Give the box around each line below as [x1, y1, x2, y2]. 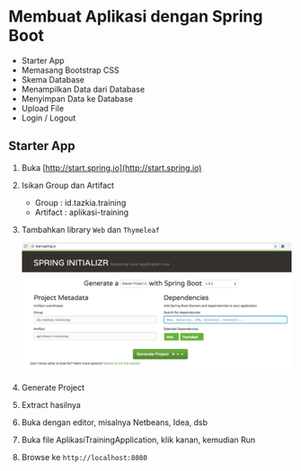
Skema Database [21, 74, 84, 84]
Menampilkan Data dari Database [21, 84, 146, 94]
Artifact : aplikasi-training [34, 207, 129, 218]
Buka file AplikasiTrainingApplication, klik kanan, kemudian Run [21, 434, 256, 446]
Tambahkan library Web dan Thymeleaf [21, 224, 160, 235]
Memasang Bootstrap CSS [21, 65, 120, 76]
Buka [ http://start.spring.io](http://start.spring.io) [21, 162, 202, 173]
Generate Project [21, 382, 85, 393]
